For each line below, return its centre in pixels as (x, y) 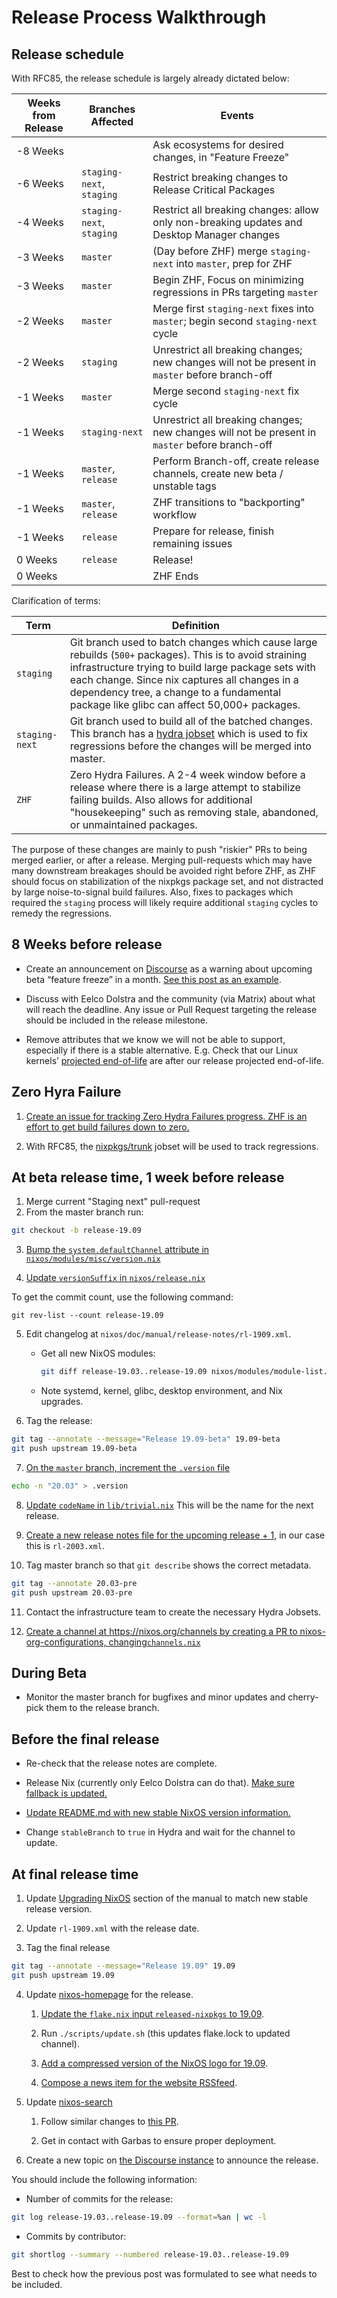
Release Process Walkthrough (139, 17)
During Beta (49, 1672)
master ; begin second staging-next (235, 321)
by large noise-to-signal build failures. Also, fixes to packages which (152, 892)
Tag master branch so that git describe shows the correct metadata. (168, 1565)
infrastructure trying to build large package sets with (193, 667)
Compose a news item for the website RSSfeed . (139, 2082)
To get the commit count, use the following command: (122, 1297)
